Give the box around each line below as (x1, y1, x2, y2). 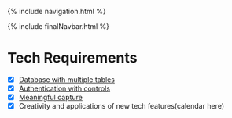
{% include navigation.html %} (7, 7, 107, 16)
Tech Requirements (7, 49, 138, 67)
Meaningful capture (18, 93, 83, 102)
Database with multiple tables (18, 74, 116, 84)
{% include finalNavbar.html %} (7, 22, 110, 30)
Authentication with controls (18, 84, 111, 93)
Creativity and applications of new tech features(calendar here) (18, 102, 225, 111)
